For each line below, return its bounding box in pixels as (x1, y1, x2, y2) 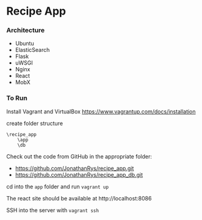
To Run (6, 94, 27, 102)
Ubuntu (15, 40, 35, 47)
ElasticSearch (15, 46, 50, 54)
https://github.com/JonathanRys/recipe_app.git (15, 165, 134, 172)
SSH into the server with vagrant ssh (6, 206, 99, 214)
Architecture (6, 26, 45, 35)
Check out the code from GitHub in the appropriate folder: (6, 152, 153, 160)
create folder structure (6, 119, 63, 127)
